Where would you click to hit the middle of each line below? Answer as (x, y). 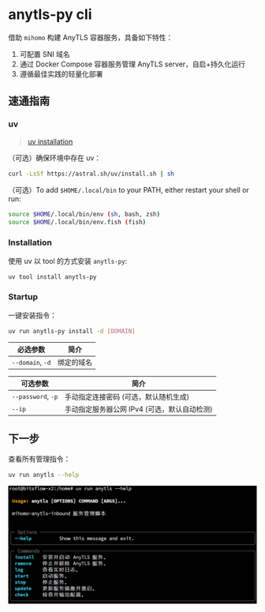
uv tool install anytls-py (52, 277)
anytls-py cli (50, 15)
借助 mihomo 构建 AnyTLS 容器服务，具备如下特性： (91, 37)
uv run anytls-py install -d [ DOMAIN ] (72, 331)
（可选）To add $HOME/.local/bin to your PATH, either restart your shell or (129, 190)
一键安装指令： (32, 315)
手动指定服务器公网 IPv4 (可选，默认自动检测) (138, 409)
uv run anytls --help (44, 475)
